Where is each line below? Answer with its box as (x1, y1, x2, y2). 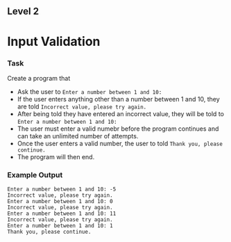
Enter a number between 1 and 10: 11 (7, 210, 117, 218)
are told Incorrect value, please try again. (17, 102, 147, 111)
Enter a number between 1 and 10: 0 (7, 198, 113, 205)
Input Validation (7, 33, 101, 49)
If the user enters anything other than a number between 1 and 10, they (17, 95, 220, 103)
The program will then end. (17, 152, 95, 161)
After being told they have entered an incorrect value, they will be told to (17, 109, 224, 118)
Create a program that (7, 74, 71, 82)
